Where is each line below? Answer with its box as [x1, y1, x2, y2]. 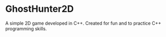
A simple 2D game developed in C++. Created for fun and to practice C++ [5, 20, 161, 26]
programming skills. [5, 25, 47, 31]
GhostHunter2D [5, 3, 74, 15]
